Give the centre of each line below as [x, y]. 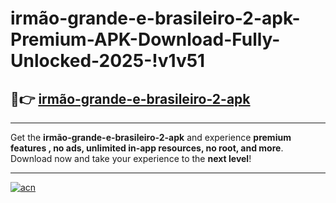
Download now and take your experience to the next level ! [131, 158]
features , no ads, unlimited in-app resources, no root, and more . [147, 148]
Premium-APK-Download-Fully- [145, 39]
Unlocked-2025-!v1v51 [108, 61]
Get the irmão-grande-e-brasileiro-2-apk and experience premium [151, 137]
